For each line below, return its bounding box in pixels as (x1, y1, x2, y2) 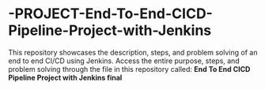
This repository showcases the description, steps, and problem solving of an (8, 47, 258, 57)
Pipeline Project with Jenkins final (8, 73, 123, 82)
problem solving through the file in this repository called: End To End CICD (8, 64, 251, 73)
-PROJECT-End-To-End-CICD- (8, 5, 214, 23)
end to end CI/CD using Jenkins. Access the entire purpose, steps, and (8, 56, 240, 66)
